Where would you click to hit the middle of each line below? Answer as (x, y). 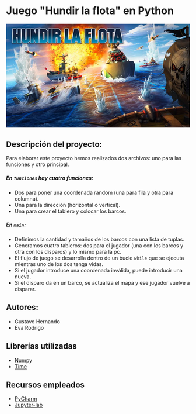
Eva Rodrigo (29, 327)
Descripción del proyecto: (54, 144)
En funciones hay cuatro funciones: (50, 178)
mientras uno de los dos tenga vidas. (59, 264)
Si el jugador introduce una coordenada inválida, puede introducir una (98, 271)
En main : (16, 225)
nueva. (22, 277)
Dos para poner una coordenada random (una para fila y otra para (94, 193)
